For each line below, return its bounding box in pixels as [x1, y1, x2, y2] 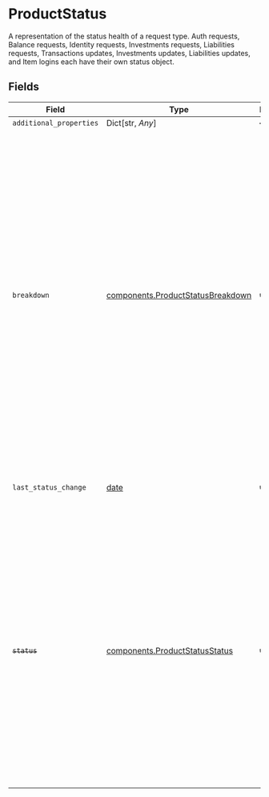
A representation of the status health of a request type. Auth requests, [8, 31, 240, 41]
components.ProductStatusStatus [106, 645, 234, 656]
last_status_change [12, 482, 86, 492]
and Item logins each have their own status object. [8, 57, 175, 66]
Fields [8, 80, 40, 94]
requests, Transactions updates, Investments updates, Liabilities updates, [8, 48, 251, 58]
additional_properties [12, 118, 98, 127]
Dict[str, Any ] [106, 117, 157, 128]
